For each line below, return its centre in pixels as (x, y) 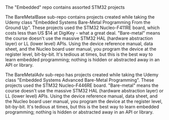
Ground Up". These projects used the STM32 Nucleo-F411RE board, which (82, 28)
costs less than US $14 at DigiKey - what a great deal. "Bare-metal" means (83, 33)
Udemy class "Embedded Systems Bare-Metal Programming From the (78, 22)
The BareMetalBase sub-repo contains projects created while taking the (80, 17)
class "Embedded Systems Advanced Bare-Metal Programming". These (80, 80)
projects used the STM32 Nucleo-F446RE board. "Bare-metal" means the (82, 85)
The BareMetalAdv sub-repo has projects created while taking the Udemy (82, 75)
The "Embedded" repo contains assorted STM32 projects (65, 7)
